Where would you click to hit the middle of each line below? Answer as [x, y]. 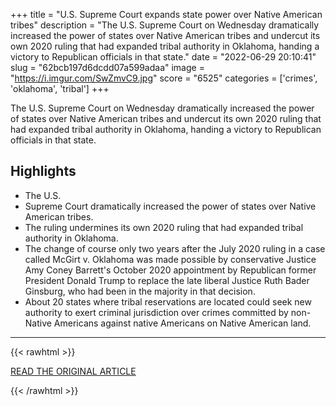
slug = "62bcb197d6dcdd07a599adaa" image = [107, 67]
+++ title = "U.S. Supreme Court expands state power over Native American [166, 14]
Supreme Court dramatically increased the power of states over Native [170, 206]
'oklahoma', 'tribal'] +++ [60, 88]
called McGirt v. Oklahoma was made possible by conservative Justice [170, 259]
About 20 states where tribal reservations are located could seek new [168, 301]
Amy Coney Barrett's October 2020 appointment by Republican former [170, 270]
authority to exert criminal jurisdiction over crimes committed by [156, 312]
